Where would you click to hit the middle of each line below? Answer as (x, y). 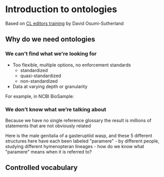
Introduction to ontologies (61, 9)
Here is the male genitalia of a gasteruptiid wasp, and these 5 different (79, 135)
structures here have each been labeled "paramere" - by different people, (83, 141)
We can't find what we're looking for (51, 54)
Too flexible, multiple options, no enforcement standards (72, 65)
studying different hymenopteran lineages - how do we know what (75, 146)
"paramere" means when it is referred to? (49, 152)
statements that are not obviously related (48, 126)
